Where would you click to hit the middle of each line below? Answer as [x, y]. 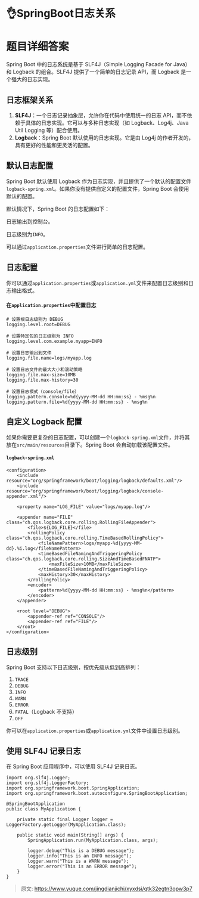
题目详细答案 [38, 47]
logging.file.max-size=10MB [41, 374]
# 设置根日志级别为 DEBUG [35, 319]
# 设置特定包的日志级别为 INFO [40, 336]
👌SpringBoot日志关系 [61, 13]
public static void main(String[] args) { [70, 835]
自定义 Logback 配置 [44, 422]
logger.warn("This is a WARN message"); [78, 861]
